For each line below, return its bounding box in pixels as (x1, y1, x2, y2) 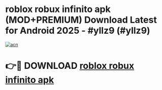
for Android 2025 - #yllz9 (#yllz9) (5, 25, 151, 36)
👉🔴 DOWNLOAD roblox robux (5, 60, 135, 71)
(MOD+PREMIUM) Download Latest (5, 14, 157, 26)
